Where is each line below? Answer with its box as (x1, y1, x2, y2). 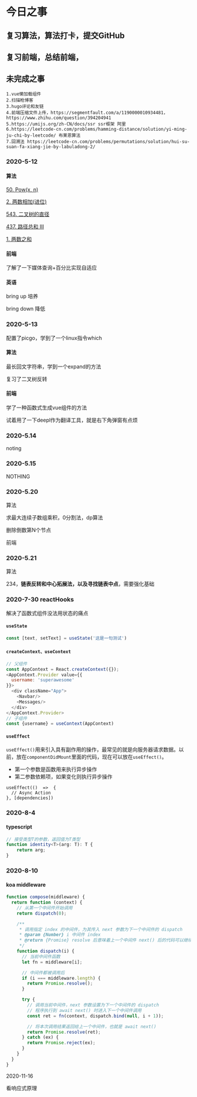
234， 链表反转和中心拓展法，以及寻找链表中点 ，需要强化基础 (6, 580, 155, 587)
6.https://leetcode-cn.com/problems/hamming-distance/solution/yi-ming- (6, 126, 188, 132)
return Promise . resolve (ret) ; (27, 1029, 101, 1035)
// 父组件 (6, 661, 28, 667)
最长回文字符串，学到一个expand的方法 (6, 363, 101, 370)
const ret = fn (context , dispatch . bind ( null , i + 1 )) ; (27, 1013, 164, 1019)
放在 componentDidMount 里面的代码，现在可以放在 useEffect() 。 (16, 753, 167, 760)
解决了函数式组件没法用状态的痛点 (6, 609, 89, 616)
